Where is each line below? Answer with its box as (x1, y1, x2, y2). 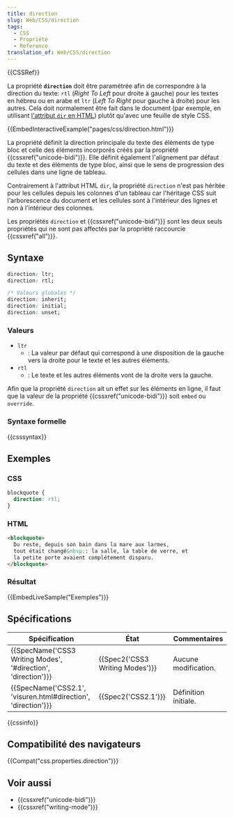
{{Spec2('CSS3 (98, 654, 150, 664)
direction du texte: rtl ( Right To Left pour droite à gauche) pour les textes (7, 88, 219, 98)
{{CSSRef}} (7, 68, 40, 77)
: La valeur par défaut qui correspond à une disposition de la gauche (27, 349, 224, 357)
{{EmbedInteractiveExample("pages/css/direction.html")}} (7, 125, 174, 133)
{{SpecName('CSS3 (10, 645, 77, 655)
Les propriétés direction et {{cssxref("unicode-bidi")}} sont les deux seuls (7, 217, 223, 225)
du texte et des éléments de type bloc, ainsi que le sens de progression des (7, 160, 225, 169)
